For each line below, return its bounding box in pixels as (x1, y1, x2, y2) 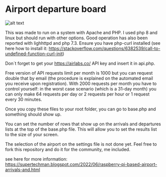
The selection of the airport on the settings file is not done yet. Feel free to (5, 141, 157, 147)
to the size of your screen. (5, 131, 59, 137)
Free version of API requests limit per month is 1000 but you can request (5, 70, 153, 76)
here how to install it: (5, 45, 48, 51)
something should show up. (5, 111, 62, 117)
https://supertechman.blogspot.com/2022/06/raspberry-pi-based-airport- (5, 161, 158, 167)
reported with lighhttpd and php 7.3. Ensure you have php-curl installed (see (5, 40, 161, 46)
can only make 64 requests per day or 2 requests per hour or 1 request (5, 91, 150, 97)
